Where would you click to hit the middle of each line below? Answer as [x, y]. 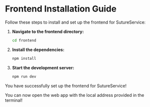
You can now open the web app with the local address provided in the [75, 95]
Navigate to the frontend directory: [48, 31]
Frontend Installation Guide [61, 9]
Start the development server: [43, 67]
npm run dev [24, 76]
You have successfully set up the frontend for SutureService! [66, 86]
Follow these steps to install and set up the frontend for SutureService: [75, 22]
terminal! [14, 100]
